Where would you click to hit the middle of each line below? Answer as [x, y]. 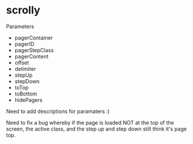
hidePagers [29, 100]
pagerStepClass [34, 50]
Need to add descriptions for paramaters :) [58, 111]
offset [22, 63]
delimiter [25, 68]
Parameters [20, 26]
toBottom [26, 94]
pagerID [24, 44]
